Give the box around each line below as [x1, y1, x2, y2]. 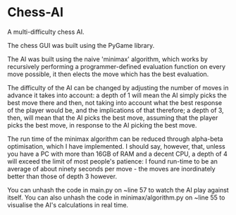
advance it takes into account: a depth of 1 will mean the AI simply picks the [7, 91, 228, 99]
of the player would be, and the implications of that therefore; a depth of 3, [7, 106, 224, 114]
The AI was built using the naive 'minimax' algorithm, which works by [7, 54, 208, 63]
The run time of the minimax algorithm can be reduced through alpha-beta [7, 135, 223, 143]
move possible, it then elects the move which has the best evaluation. [7, 70, 209, 78]
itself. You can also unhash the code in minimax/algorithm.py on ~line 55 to [7, 193, 225, 202]
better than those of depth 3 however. [7, 172, 118, 180]
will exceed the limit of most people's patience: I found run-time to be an [7, 156, 218, 166]
